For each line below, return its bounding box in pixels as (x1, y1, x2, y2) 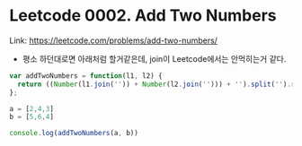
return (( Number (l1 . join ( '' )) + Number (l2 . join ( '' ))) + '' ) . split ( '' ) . (17, 80, 292, 89)
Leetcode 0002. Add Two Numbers (9, 5, 277, 26)
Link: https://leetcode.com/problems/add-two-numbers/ (9, 35, 218, 46)
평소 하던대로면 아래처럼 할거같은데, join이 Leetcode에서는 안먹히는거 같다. (22, 53, 287, 64)
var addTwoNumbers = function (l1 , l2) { (9, 71, 164, 81)
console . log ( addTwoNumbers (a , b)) (9, 129, 139, 138)
